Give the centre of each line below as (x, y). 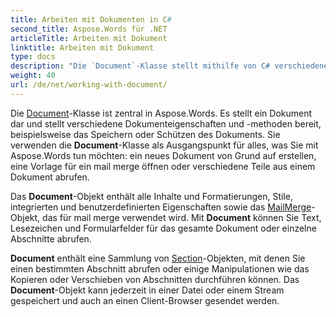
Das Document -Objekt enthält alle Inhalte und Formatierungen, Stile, (151, 196)
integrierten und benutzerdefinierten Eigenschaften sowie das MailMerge (161, 207)
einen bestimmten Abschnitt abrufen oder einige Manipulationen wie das (160, 268)
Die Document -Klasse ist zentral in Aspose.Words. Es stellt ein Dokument (161, 113)
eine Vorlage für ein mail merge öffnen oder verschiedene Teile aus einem (163, 166)
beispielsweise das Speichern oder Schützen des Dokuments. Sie (145, 134)
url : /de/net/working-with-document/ (89, 85)
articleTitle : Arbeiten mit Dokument (89, 38)
